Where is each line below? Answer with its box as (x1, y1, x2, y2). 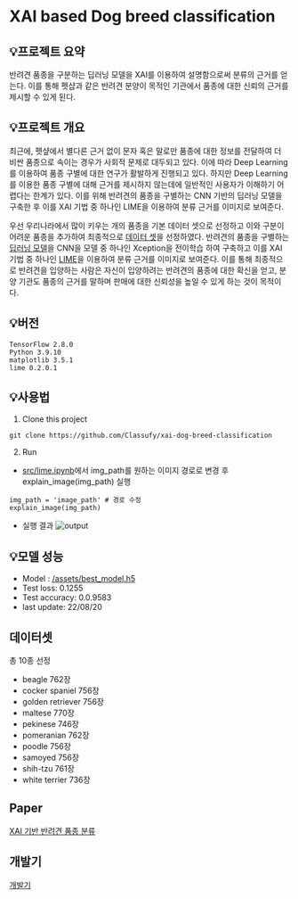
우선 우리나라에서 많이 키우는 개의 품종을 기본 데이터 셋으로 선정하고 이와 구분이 (9, 220, 285, 231)
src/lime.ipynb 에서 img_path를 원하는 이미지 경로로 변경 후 (21, 466, 230, 476)
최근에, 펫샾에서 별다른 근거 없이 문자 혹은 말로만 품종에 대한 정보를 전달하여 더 (9, 145, 282, 156)
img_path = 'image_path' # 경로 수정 (9, 496, 142, 505)
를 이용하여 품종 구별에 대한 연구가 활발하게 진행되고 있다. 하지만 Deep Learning (9, 168, 289, 178)
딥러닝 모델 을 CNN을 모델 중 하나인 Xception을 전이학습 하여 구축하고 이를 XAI (9, 243, 283, 253)
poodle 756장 (21, 741, 71, 752)
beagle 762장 (21, 674, 71, 685)
